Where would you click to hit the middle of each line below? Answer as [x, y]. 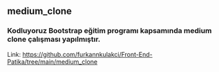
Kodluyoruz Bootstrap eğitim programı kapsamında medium [109, 31]
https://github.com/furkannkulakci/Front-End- [88, 54]
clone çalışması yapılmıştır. [54, 39]
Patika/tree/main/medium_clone [53, 62]
